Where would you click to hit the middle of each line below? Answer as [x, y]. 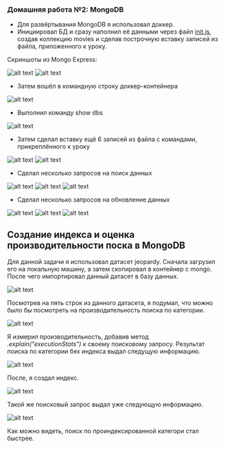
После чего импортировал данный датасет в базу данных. [93, 276]
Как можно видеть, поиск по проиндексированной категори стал [103, 431]
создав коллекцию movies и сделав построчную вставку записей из [117, 39]
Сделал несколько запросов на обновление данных [93, 199]
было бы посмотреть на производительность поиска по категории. [106, 311]
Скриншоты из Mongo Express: [52, 60]
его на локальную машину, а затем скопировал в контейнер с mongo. [110, 269]
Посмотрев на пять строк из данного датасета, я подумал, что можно [110, 303]
